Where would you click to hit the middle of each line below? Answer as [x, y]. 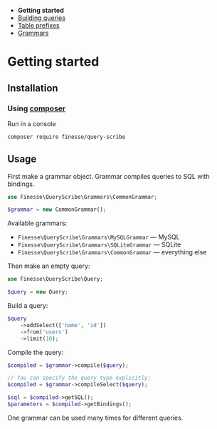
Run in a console [32, 123]
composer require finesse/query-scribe [67, 137]
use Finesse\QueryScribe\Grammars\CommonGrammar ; [83, 197]
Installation [33, 88]
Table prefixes [38, 25]
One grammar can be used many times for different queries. [95, 418]
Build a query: [28, 306]
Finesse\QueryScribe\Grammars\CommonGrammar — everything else [112, 252]
